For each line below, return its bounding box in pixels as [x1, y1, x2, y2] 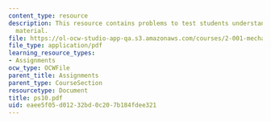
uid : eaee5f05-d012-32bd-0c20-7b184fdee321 [8, 101, 157, 109]
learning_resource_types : [8, 49, 95, 57]
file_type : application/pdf [8, 42, 103, 50]
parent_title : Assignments [8, 71, 99, 79]
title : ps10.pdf [8, 94, 63, 102]
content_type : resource [8, 11, 89, 20]
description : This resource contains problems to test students [8, 19, 229, 27]
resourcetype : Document [8, 86, 89, 95]
